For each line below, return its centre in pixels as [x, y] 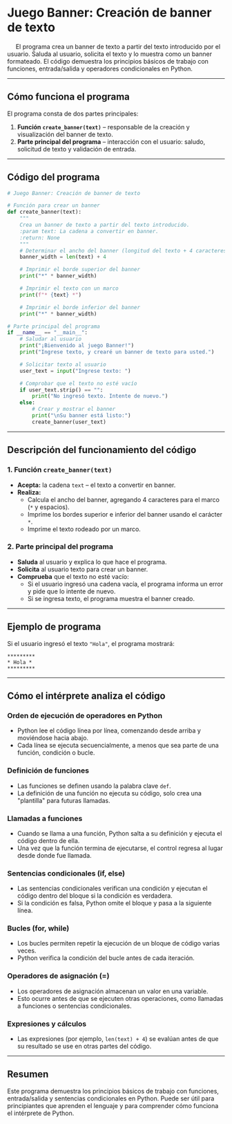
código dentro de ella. [48, 840]
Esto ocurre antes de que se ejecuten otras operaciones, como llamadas [120, 998]
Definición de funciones [48, 771]
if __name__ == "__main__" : [48, 333]
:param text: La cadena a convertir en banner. [89, 231]
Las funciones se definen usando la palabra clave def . [94, 786]
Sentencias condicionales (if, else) [66, 873]
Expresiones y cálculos [47, 1024]
